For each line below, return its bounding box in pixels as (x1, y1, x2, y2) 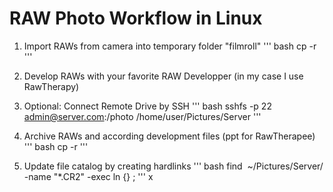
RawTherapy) (23, 80, 80, 92)
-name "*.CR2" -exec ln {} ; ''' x (23, 170, 154, 182)
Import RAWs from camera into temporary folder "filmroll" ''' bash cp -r (23, 40, 317, 52)
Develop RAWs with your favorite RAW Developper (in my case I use (23, 70, 304, 82)
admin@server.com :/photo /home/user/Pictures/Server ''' (23, 110, 262, 122)
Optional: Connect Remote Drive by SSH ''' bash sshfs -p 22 (23, 100, 272, 112)
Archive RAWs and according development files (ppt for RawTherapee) (23, 130, 316, 142)
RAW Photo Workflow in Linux (9, 7, 263, 30)
